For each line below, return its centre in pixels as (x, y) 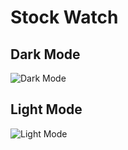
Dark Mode (45, 54)
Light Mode (46, 109)
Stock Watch (64, 17)
